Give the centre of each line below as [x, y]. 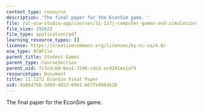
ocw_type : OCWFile [29, 51]
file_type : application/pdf [42, 35]
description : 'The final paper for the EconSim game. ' [78, 18]
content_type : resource [36, 12]
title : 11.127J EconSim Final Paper [52, 79]
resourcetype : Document [36, 74]
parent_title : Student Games [43, 57]
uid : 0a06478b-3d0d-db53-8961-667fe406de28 [62, 85]
